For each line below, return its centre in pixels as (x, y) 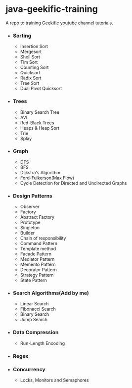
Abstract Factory (37, 217)
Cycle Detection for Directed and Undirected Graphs (73, 183)
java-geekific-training (52, 9)
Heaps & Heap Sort (40, 128)
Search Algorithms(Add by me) (51, 293)
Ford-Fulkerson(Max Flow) (47, 178)
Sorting (22, 36)
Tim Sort (29, 62)
